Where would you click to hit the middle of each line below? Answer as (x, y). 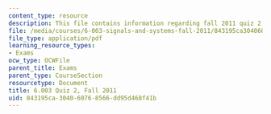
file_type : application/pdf (56, 38)
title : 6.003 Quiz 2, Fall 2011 (63, 90)
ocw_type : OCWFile (39, 61)
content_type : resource (48, 16)
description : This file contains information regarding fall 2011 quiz (131, 23)
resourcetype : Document (48, 83)
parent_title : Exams (43, 68)
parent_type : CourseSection (56, 75)
